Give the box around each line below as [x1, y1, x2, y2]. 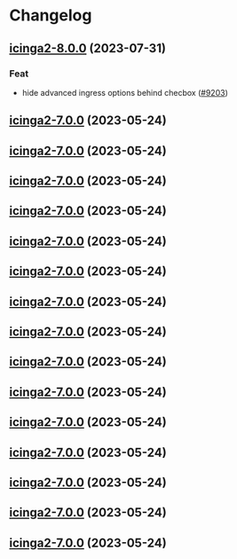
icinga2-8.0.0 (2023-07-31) [9, 41, 167, 56]
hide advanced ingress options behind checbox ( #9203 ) [21, 87, 228, 98]
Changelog [9, 5, 92, 26]
